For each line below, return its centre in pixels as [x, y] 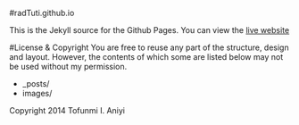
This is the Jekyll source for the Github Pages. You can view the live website [149, 30]
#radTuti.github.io [42, 13]
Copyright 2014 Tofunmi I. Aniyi [67, 110]
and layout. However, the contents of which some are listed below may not [146, 57]
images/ [37, 93]
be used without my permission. [68, 67]
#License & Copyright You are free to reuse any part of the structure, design [149, 47]
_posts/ [36, 83]
